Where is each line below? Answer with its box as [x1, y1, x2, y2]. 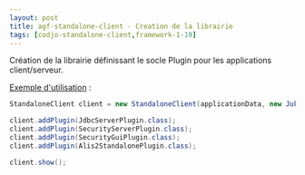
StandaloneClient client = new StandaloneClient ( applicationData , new [9, 100, 282, 109]
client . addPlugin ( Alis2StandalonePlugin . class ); [9, 141, 197, 151]
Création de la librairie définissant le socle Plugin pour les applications [9, 55, 272, 66]
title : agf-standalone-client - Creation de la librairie [9, 22, 233, 31]
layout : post [9, 13, 59, 23]
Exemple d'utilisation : [9, 83, 92, 93]
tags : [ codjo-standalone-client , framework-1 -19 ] [9, 30, 197, 39]
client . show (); [9, 158, 67, 167]
